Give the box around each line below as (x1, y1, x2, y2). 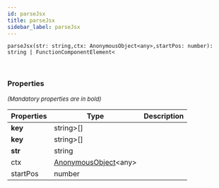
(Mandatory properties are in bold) (7, 94, 102, 103)
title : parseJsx (7, 17, 55, 24)
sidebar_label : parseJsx (7, 23, 81, 30)
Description (143, 111, 184, 120)
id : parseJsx (7, 10, 46, 18)
